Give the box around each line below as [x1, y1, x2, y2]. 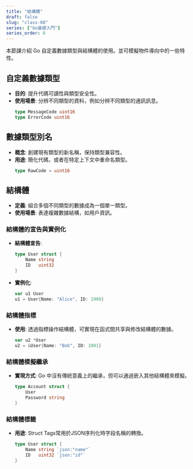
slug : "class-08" [6, 19, 49, 25]
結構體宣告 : [14, 239, 42, 247]
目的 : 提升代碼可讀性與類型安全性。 [14, 90, 100, 97]
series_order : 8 [6, 30, 46, 36]
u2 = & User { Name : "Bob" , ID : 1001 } [14, 343, 102, 348]
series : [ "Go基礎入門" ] [6, 25, 60, 31]
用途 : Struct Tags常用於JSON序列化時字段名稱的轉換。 [14, 429, 147, 436]
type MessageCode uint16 [14, 109, 75, 115]
